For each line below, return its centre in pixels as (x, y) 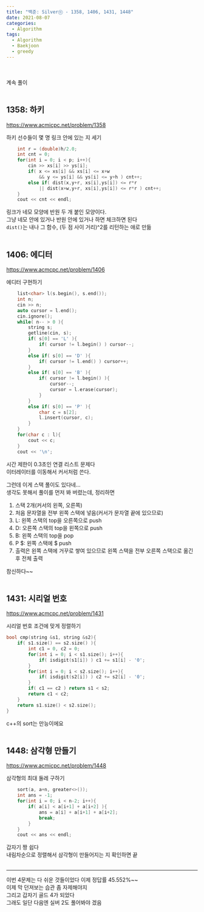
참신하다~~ (20, 571)
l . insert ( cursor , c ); (66, 418)
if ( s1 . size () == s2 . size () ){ (57, 643)
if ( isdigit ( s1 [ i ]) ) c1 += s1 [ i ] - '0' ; (92, 660)
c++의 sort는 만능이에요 (35, 723)
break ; (47, 818)
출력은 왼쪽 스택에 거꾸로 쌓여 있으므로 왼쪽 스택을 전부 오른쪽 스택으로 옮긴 (104, 551)
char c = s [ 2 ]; (58, 412)
